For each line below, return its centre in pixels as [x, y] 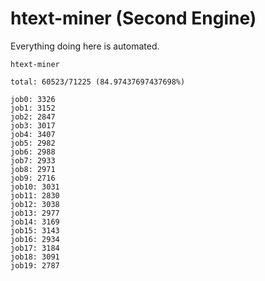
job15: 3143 [35, 230]
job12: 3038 [35, 204]
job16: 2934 [35, 239]
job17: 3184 [35, 248]
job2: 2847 [33, 117]
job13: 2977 [35, 213]
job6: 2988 [33, 152]
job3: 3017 [33, 125]
